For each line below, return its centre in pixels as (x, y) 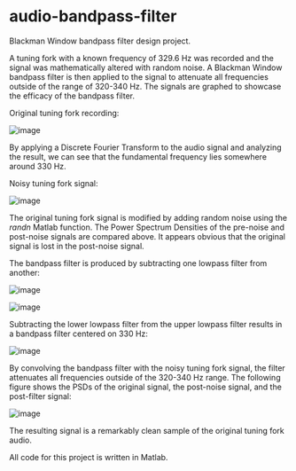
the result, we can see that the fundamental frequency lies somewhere (138, 156)
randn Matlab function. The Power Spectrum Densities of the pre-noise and (147, 227)
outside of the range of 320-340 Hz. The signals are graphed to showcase (145, 86)
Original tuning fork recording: (64, 113)
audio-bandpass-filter (93, 16)
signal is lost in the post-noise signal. (77, 246)
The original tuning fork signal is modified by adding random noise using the (148, 217)
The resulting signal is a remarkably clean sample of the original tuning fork (147, 430)
